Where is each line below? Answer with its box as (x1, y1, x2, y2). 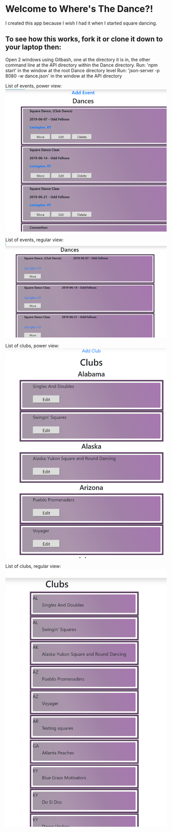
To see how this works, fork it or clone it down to (5, 35, 163, 44)
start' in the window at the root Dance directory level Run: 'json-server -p (5, 67, 160, 73)
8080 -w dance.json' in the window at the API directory (5, 73, 122, 79)
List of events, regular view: (5, 237, 64, 243)
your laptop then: (5, 43, 61, 52)
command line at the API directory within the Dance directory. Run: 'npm (5, 62, 158, 68)
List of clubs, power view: (5, 343, 60, 349)
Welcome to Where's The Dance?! (5, 3, 154, 15)
